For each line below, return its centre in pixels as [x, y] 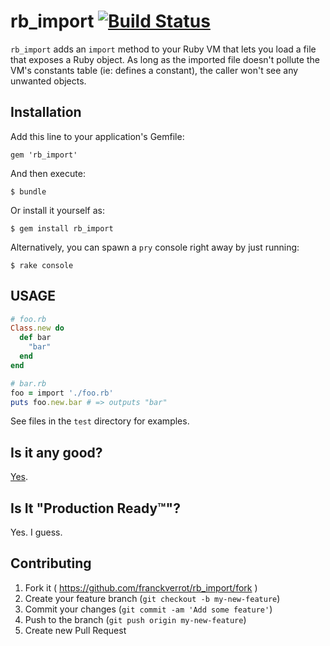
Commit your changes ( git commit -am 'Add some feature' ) [148, 609]
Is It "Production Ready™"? [95, 508]
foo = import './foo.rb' [62, 393]
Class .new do [37, 328]
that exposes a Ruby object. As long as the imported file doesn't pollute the [165, 59]
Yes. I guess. [36, 532]
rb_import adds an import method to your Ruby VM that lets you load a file [163, 49]
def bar [35, 338]
